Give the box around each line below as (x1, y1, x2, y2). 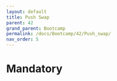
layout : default (6, 8, 47, 15)
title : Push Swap (6, 14, 50, 20)
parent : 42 (6, 20, 34, 26)
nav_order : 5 (6, 36, 39, 42)
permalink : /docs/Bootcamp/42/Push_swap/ (6, 31, 112, 37)
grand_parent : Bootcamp (6, 25, 66, 32)
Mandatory (6, 62, 63, 76)
